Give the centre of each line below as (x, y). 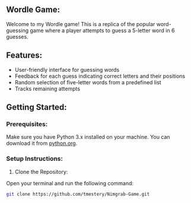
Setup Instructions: (35, 158)
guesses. (17, 37)
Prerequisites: (27, 124)
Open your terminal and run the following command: (70, 183)
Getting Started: (36, 107)
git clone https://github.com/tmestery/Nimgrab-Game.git (78, 194)
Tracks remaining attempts (47, 88)
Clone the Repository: (41, 172)
